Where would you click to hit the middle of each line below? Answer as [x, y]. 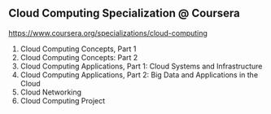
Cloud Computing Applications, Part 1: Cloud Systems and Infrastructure [141, 66]
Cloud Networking [51, 92]
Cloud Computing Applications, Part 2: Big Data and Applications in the [139, 75]
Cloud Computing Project [63, 100]
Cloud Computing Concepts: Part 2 [79, 57]
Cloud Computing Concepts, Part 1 [78, 49]
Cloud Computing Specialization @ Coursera [124, 13]
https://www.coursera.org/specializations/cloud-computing [108, 33]
